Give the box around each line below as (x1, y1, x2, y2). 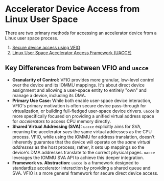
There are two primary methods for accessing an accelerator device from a (5, 30, 157, 36)
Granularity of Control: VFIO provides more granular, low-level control (12, 77, 155, 82)
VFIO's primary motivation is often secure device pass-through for (12, 102, 146, 108)
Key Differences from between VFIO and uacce (5, 64, 149, 72)
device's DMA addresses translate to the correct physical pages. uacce (12, 149, 155, 155)
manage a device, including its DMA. (12, 92, 87, 98)
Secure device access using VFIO (12, 44, 81, 50)
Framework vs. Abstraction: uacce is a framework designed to (12, 160, 139, 165)
